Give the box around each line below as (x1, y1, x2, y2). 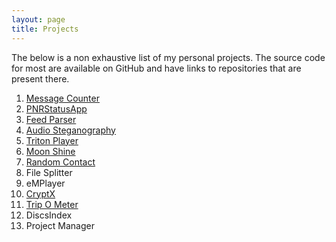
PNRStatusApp (25, 102, 88, 115)
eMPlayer (25, 177, 66, 189)
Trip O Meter (25, 198, 79, 210)
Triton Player (25, 134, 79, 146)
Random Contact (25, 156, 96, 168)
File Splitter (25, 166, 73, 178)
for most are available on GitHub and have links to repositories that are (11, 62, 302, 74)
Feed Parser (25, 113, 77, 125)
